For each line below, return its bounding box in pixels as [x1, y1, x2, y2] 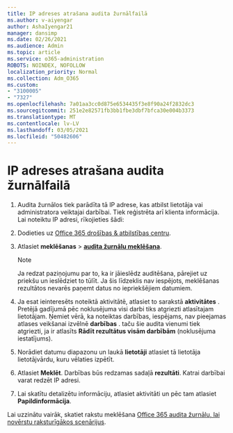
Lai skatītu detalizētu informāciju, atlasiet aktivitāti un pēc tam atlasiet [17, 390, 217, 398]
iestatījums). [17, 334, 54, 343]
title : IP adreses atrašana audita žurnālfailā [7, 10, 148, 17]
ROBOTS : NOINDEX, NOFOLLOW [7, 62, 86, 69]
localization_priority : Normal [7, 68, 98, 75]
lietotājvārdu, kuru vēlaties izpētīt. [17, 355, 115, 363]
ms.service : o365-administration [7, 56, 104, 63]
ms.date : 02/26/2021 [7, 36, 67, 43]
